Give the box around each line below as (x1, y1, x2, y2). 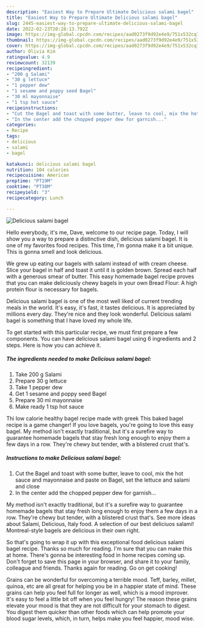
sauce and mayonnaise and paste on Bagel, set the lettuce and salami (15, 476, 190, 483)
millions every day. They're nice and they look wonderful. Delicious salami (6, 310, 191, 318)
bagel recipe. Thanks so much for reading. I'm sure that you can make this (6, 545, 192, 552)
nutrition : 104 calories (6, 166, 69, 173)
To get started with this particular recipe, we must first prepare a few (6, 329, 178, 336)
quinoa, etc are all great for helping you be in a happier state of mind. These (6, 582, 197, 590)
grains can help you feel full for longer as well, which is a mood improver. (6, 589, 189, 596)
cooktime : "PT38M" (6, 183, 53, 190)
